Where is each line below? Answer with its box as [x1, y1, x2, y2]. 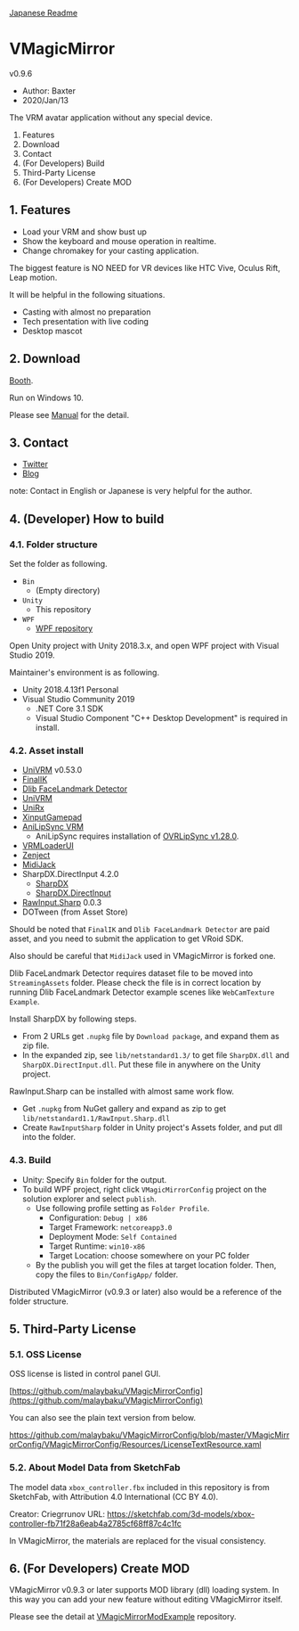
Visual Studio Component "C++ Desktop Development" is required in [35, 713, 287, 724]
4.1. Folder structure [9, 538, 98, 551]
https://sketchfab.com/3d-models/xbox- [106, 1508, 255, 1519]
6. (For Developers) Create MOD [9, 1561, 190, 1577]
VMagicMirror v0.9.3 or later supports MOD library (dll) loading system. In [9, 1585, 279, 1595]
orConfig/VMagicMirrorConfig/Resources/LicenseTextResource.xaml [9, 1439, 262, 1450]
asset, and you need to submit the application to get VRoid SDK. [9, 933, 245, 944]
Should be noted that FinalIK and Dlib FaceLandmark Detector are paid [9, 924, 270, 935]
